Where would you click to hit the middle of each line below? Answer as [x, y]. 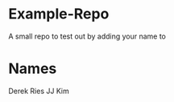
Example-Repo [59, 14]
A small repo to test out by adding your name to [87, 36]
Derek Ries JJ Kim [39, 91]
